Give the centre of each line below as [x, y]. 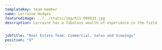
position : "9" [19, 40]
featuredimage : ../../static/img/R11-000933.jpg [55, 18]
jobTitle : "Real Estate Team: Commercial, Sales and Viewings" [70, 36]
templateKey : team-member [31, 9]
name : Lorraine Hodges [28, 14]
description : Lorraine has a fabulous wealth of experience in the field [81, 23]
